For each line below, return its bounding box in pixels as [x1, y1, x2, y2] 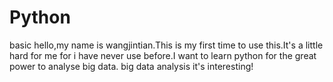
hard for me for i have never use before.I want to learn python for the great [9, 49, 317, 61]
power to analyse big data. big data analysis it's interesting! [9, 60, 254, 72]
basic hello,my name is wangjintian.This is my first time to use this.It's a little [9, 39, 324, 51]
